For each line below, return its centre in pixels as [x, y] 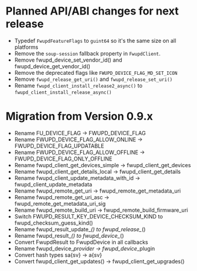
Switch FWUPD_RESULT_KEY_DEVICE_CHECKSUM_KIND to [89, 216]
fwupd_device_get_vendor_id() [52, 66]
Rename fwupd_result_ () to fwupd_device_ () [69, 235]
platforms [26, 47]
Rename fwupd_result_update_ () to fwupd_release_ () [80, 229]
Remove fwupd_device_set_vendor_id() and [68, 60]
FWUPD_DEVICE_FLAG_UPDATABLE [59, 145]
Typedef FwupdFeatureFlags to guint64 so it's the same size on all [95, 40]
